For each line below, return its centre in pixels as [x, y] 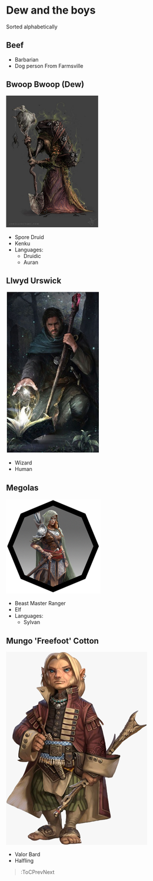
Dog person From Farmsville [49, 66]
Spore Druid [29, 237]
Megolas [22, 488]
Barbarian [26, 59]
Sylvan [31, 622]
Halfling [24, 861]
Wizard [23, 463]
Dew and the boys [51, 10]
